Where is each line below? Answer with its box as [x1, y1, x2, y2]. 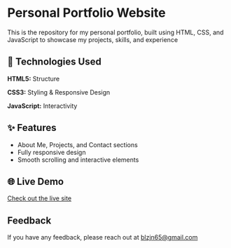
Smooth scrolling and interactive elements [17, 156, 139, 164]
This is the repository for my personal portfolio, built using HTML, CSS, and [7, 28, 224, 36]
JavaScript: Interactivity [7, 102, 78, 110]
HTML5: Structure [7, 74, 60, 83]
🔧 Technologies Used [7, 56, 101, 68]
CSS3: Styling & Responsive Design [7, 88, 111, 96]
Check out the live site [7, 194, 72, 202]
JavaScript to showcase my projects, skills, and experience [7, 35, 178, 43]
